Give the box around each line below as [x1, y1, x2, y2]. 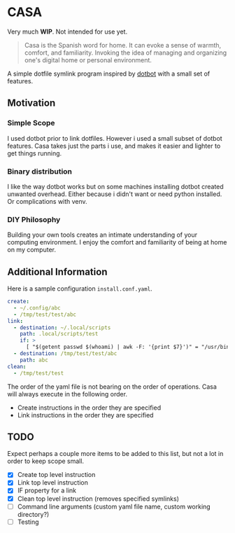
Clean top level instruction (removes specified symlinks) [17, 494, 180, 503]
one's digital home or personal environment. [24, 55, 152, 64]
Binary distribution [7, 166, 72, 176]
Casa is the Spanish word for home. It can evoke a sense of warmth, [24, 41, 222, 49]
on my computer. [7, 246, 57, 254]
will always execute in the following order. [7, 389, 128, 398]
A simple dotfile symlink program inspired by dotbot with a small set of [7, 69, 211, 78]
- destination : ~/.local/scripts [13, 324, 111, 331]
